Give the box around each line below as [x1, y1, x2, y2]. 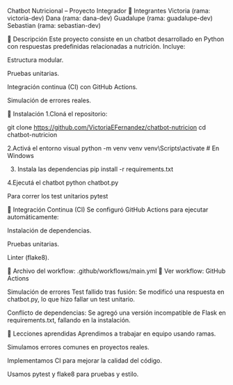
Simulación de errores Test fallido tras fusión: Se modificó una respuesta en [7, 288, 225, 296]
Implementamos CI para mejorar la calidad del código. [7, 356, 162, 365]
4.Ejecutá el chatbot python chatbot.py [7, 178, 119, 187]
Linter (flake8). [7, 253, 50, 261]
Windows [7, 152, 35, 159]
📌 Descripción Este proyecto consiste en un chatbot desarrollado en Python [7, 35, 225, 43]
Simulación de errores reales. [7, 96, 92, 104]
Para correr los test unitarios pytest [7, 192, 109, 200]
